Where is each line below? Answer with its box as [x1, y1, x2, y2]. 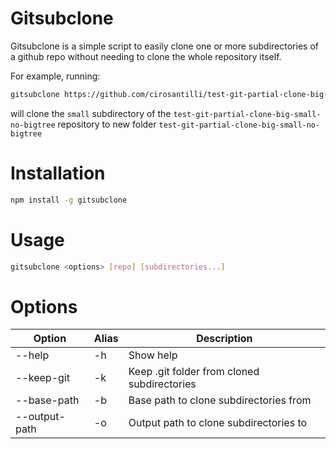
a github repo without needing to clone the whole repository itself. [10, 50, 282, 62]
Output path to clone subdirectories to [128, 416, 308, 430]
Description [196, 332, 253, 346]
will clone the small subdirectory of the [10, 107, 172, 119]
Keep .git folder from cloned [128, 365, 260, 379]
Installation [10, 162, 106, 184]
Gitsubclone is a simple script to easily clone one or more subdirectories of [10, 40, 319, 52]
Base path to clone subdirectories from [128, 393, 312, 407]
